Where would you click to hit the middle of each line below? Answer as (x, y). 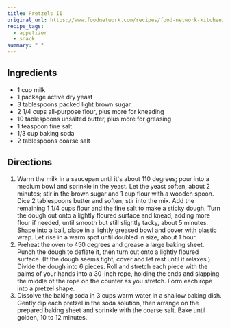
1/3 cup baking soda (46, 133)
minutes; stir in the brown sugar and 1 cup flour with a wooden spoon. (115, 194)
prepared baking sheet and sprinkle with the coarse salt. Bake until (111, 310)
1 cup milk (31, 89)
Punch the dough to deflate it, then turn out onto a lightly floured (108, 252)
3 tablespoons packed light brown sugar (74, 104)
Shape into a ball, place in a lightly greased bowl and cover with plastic (117, 230)
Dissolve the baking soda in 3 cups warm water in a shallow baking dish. (119, 295)
